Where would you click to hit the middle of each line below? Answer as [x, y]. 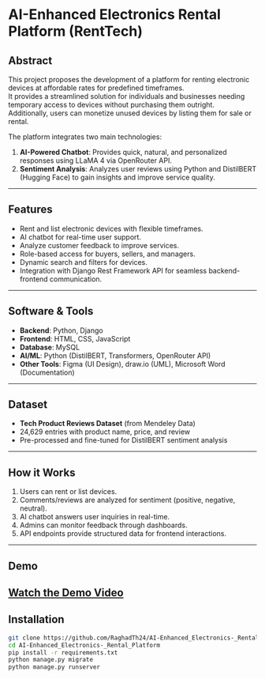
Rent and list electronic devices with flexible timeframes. [111, 228]
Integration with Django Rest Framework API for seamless [113, 270]
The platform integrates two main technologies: [85, 137]
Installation [36, 619]
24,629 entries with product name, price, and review [105, 432]
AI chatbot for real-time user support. [80, 237]
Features [30, 210]
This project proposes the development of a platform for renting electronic [129, 79]
